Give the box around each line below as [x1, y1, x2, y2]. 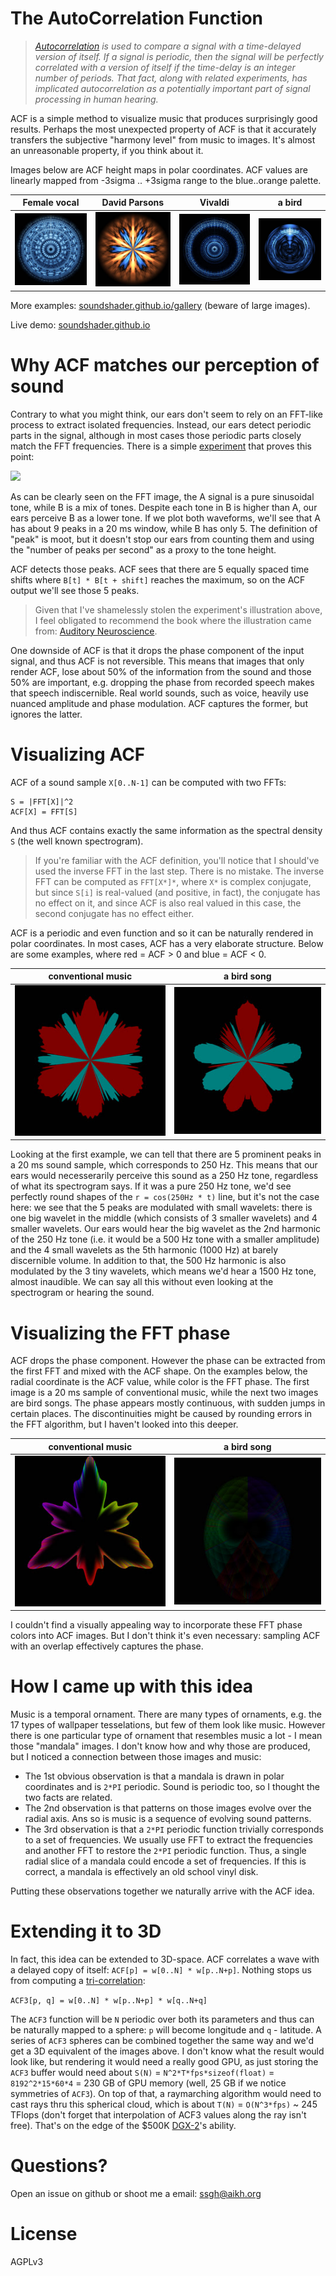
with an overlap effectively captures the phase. [10, 1640, 204, 1652]
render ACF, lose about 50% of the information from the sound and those [10, 665, 312, 677]
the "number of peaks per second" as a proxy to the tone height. [10, 543, 277, 556]
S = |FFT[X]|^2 [10, 797, 74, 807]
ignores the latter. [10, 708, 83, 720]
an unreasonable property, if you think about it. [10, 144, 204, 156]
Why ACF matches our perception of [10, 353, 320, 376]
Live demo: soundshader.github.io [10, 318, 151, 331]
